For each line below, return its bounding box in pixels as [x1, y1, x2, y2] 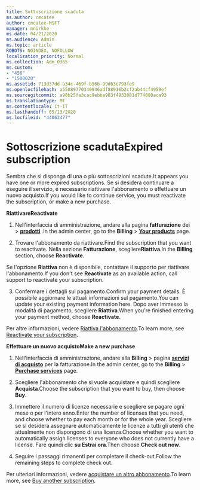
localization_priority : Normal [6, 53, 84, 59]
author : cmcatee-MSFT [6, 20, 60, 26]
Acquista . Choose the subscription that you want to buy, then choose [14, 385, 185, 392]
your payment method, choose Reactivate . [14, 314, 121, 321]
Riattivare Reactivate [6, 210, 58, 217]
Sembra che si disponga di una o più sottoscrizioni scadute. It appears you [6, 173, 189, 180]
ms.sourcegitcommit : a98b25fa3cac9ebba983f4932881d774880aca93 [6, 92, 167, 98]
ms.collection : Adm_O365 [6, 59, 68, 65]
